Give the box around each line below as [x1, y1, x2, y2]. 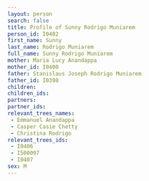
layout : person [7, 10, 53, 18]
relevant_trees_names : [7, 110, 75, 117]
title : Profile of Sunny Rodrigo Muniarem [7, 24, 135, 31]
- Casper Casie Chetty [10, 123, 78, 130]
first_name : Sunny [7, 37, 62, 44]
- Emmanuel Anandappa [10, 116, 75, 123]
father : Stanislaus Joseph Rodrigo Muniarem [7, 70, 142, 77]
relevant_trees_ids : [7, 136, 69, 143]
